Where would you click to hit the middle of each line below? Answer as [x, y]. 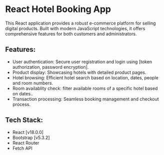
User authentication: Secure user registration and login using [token [82, 62]
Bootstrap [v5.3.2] [31, 137]
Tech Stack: [24, 120]
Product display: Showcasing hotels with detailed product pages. [79, 72]
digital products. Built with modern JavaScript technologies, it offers [75, 28]
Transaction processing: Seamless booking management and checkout [85, 99]
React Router [26, 143]
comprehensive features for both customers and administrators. [71, 34]
